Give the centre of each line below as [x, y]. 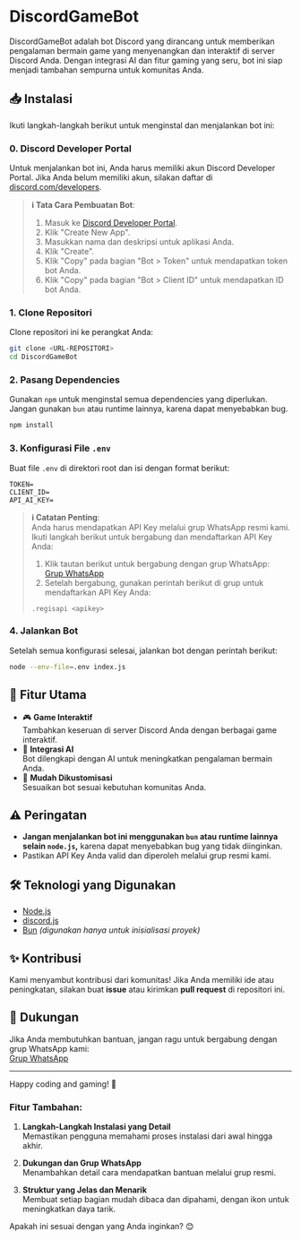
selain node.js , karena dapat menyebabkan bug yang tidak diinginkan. [152, 846]
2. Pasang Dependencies [65, 380]
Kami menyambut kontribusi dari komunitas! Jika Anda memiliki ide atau [142, 979]
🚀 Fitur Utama [48, 695]
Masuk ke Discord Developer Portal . [111, 223]
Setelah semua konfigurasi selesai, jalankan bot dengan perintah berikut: [143, 650]
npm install [31, 426]
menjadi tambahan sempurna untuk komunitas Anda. [107, 70]
